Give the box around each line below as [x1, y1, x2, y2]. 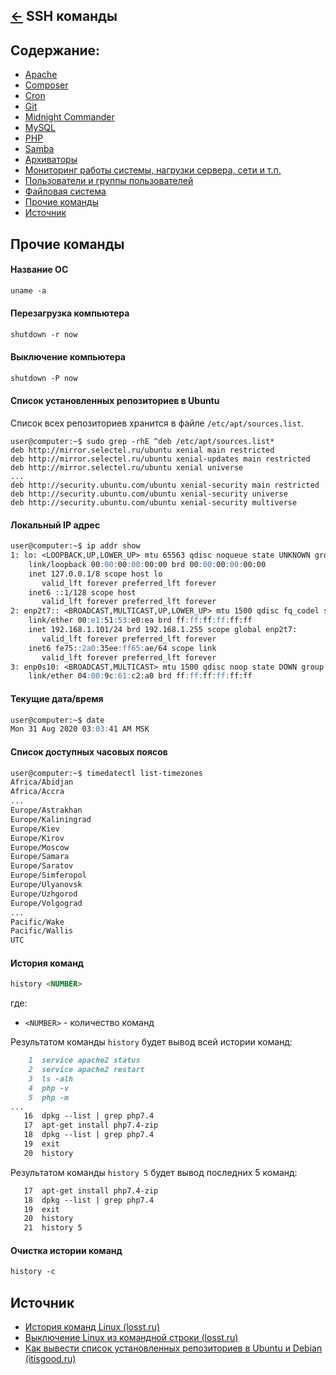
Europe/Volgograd [10, 898, 83, 908]
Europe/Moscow [10, 842, 70, 853]
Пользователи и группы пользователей [24, 175, 194, 187]
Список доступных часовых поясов [10, 745, 168, 758]
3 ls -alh [28, 1074, 74, 1084]
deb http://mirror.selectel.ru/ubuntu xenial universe [10, 463, 244, 473]
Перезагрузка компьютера [10, 307, 130, 319]
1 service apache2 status [28, 1055, 141, 1066]
